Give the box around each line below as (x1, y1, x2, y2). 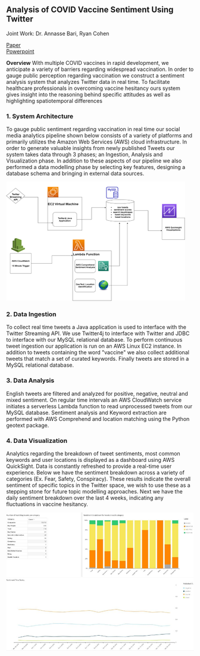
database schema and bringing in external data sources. (6, 170, 145, 177)
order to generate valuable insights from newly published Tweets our (6, 145, 176, 152)
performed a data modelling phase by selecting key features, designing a (6, 164, 186, 171)
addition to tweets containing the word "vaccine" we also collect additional (6, 349, 189, 356)
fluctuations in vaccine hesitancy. (6, 501, 88, 508)
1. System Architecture (6, 112, 74, 120)
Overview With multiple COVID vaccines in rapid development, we (6, 59, 169, 66)
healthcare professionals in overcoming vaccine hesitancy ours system (6, 85, 180, 92)
